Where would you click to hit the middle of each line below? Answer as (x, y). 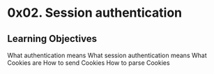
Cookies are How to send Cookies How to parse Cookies (89, 63)
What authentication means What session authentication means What (107, 55)
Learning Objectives (52, 39)
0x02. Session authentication (95, 13)
